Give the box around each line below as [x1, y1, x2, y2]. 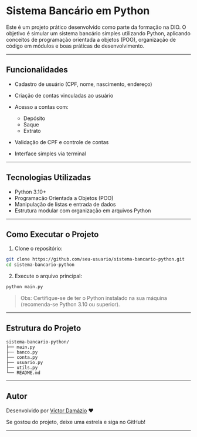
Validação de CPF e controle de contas [14, 138, 109, 145]
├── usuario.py [6, 359, 43, 365]
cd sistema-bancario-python [6, 262, 75, 268]
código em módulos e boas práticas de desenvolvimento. [6, 42, 145, 49]
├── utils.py [6, 365, 38, 371]
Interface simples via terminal [14, 150, 86, 157]
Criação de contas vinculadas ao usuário [14, 92, 114, 99]
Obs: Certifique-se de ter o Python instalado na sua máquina [20, 295, 167, 301]
